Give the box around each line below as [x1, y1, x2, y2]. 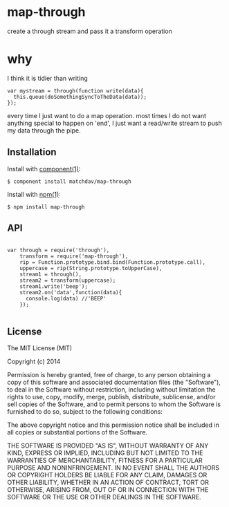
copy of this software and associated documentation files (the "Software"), [7, 378, 221, 387]
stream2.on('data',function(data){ [19, 289, 122, 296]
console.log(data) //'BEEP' [25, 295, 107, 302]
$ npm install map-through [7, 203, 85, 211]
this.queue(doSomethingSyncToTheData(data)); [13, 93, 147, 100]
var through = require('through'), [7, 247, 110, 254]
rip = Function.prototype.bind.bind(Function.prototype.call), [19, 258, 206, 266]
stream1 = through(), [19, 271, 82, 278]
